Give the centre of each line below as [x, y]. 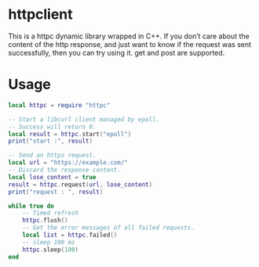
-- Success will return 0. [52, 127]
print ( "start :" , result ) [50, 141]
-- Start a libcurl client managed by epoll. [84, 119]
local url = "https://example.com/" [68, 163]
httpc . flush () [45, 221]
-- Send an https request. [52, 155]
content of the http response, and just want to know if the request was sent [130, 44]
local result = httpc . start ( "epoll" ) [70, 134]
